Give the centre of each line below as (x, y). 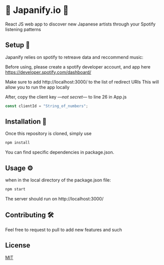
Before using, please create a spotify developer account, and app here (78, 66)
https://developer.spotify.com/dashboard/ (48, 72)
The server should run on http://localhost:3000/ (54, 199)
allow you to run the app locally (37, 87)
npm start (15, 189)
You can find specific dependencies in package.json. (60, 152)
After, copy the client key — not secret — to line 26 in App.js (66, 96)
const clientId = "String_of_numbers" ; (47, 106)
